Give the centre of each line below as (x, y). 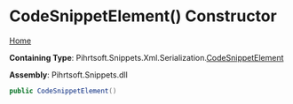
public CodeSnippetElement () (63, 91)
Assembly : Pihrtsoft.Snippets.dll (69, 74)
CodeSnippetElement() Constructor (143, 16)
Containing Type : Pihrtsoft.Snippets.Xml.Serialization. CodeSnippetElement (146, 57)
